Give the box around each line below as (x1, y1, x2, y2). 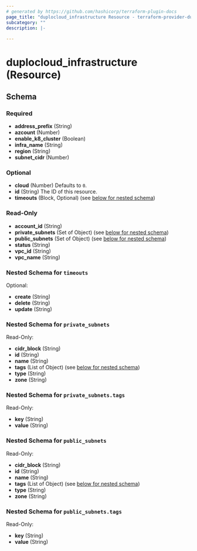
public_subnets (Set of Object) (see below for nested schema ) (14, 235, 167, 242)
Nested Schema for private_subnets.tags (6, 391, 125, 399)
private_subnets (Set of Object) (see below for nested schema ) (14, 229, 169, 236)
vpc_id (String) (14, 248, 52, 255)
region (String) (14, 148, 51, 155)
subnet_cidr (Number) (14, 154, 69, 161)
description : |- (6, 25, 46, 31)
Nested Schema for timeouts (6, 268, 89, 276)
